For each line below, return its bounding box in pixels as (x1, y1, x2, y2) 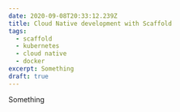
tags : (8, 27, 27, 35)
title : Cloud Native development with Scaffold (8, 19, 173, 28)
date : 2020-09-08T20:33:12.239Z (8, 11, 118, 20)
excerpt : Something (8, 65, 75, 73)
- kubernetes (15, 42, 60, 50)
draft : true (8, 72, 49, 80)
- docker (15, 58, 45, 66)
